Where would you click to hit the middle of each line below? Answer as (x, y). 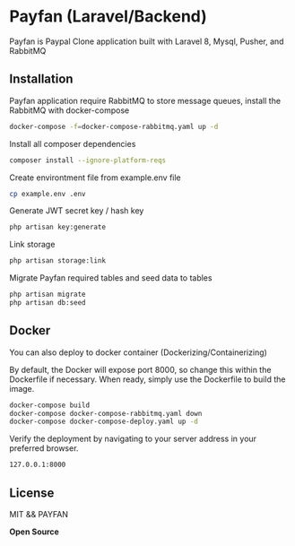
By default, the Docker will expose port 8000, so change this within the (140, 369)
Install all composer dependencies (73, 143)
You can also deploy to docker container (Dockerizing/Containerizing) (138, 352)
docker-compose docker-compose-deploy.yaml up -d (104, 422)
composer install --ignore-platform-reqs (88, 160)
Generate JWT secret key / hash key (77, 211)
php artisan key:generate (57, 227)
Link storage (32, 245)
